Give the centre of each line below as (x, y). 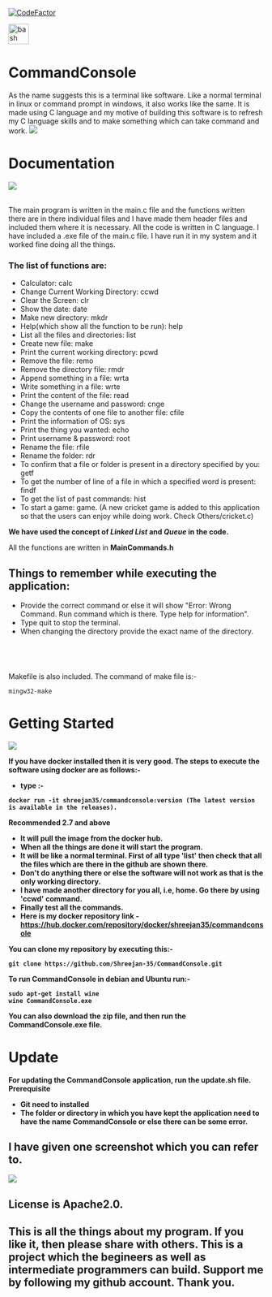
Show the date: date (53, 309)
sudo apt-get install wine (54, 994)
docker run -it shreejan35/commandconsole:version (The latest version (132, 800)
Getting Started (62, 723)
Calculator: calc (46, 283)
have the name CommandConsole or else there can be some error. (134, 1122)
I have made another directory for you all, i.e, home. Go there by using (140, 890)
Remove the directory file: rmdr (72, 370)
